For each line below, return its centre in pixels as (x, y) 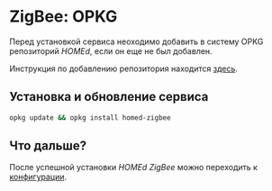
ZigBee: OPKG (63, 17)
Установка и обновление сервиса (109, 97)
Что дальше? (48, 146)
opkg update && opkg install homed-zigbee (90, 118)
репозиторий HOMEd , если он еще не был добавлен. (111, 50)
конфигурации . (38, 177)
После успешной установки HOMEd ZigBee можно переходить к (134, 168)
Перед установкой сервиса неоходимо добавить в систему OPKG (136, 41)
